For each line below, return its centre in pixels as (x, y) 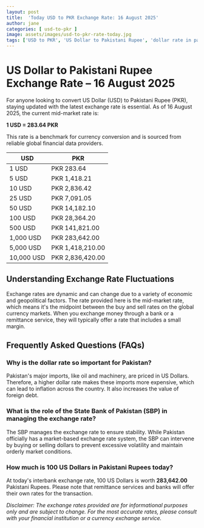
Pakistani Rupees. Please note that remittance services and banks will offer (100, 487)
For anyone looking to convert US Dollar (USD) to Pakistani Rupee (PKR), (97, 100)
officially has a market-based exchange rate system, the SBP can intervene (100, 438)
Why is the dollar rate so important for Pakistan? (79, 363)
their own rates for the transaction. (49, 493)
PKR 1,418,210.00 (78, 247)
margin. (16, 326)
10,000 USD (27, 258)
